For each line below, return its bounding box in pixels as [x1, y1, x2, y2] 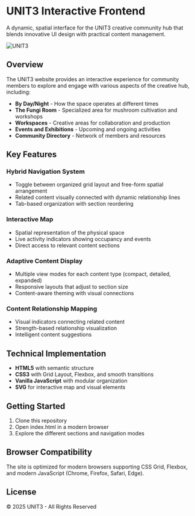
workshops [14, 112, 43, 120]
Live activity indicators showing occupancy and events [14, 235, 152, 242]
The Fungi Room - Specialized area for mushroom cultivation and [14, 106, 178, 114]
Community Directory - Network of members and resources [14, 132, 166, 139]
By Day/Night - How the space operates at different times [14, 100, 159, 107]
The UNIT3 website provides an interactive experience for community [6, 75, 179, 82]
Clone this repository [14, 417, 67, 424]
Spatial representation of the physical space [14, 229, 125, 236]
